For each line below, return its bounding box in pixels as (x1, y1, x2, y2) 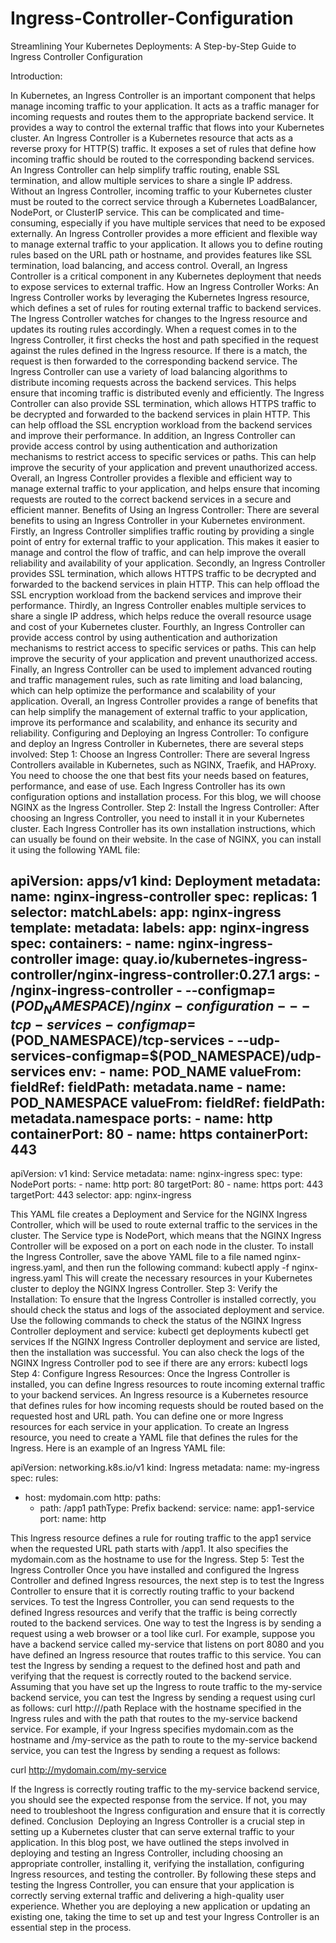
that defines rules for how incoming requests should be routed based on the (10, 1399, 324, 1411)
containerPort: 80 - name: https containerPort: (10, 1125, 309, 1142)
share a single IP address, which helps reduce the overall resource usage (10, 610, 312, 622)
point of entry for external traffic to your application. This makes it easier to (10, 535, 320, 547)
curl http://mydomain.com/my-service (10, 1763, 167, 1776)
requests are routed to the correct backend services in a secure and (10, 493, 292, 505)
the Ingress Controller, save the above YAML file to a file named (10, 1250, 273, 1262)
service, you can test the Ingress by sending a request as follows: (10, 1744, 281, 1756)
